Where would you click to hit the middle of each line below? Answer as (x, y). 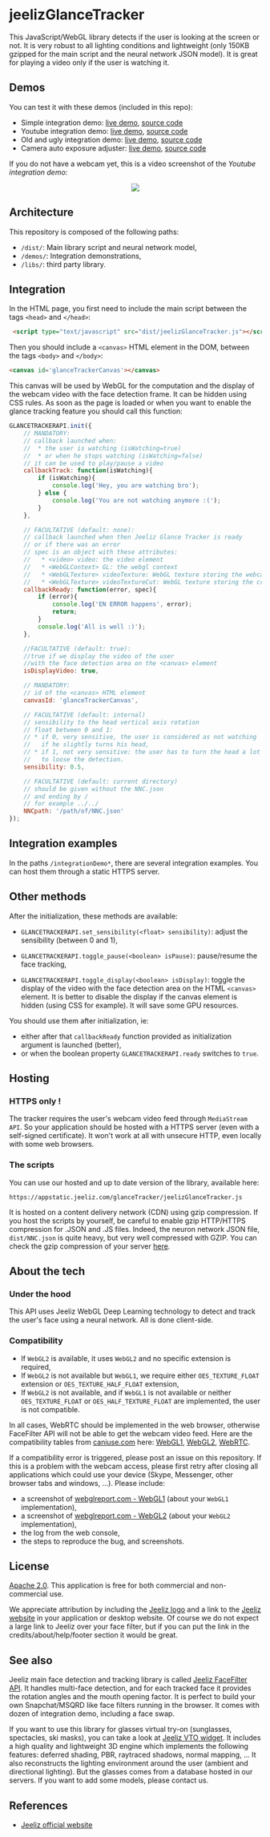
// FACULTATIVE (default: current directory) (101, 781)
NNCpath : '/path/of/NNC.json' (74, 811)
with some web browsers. (52, 1145)
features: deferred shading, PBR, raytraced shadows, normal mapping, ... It (133, 1755)
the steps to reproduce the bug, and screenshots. (103, 1541)
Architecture (42, 213)
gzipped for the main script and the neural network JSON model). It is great (134, 54)
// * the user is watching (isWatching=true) (103, 448)
